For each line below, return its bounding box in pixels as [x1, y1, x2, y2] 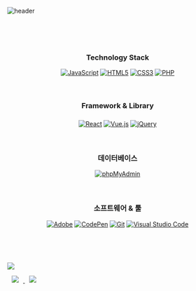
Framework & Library [81, 101, 154, 111]
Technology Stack [86, 53, 149, 62]
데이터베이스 [97, 154, 138, 163]
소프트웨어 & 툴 [93, 203, 142, 213]
